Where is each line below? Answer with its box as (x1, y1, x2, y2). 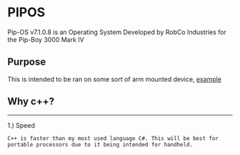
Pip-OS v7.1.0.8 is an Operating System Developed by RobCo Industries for (7, 28, 226, 36)
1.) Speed (7, 121, 36, 129)
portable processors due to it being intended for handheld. (7, 141, 194, 148)
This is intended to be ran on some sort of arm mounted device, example (7, 75, 221, 83)
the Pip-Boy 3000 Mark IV (7, 35, 84, 43)
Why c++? (7, 95, 55, 107)
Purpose (7, 56, 46, 68)
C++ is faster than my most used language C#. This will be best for (7, 134, 219, 142)
